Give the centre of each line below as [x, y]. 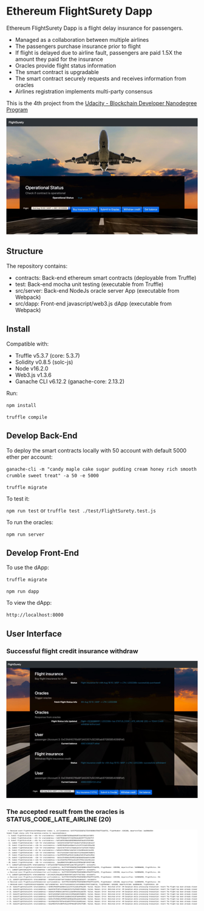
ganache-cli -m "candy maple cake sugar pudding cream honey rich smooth [102, 469]
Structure [25, 251]
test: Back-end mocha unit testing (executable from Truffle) [89, 284]
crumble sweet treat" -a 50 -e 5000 [53, 476]
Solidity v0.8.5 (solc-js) [44, 362]
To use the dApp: [28, 568]
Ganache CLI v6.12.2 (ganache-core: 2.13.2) [70, 381]
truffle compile [27, 417]
